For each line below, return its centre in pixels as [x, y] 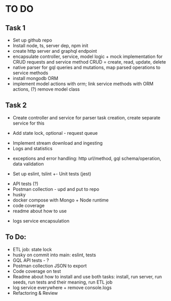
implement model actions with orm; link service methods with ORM [83, 84]
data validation [28, 164]
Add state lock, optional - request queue [55, 133]
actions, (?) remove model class [46, 89]
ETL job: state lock [32, 249]
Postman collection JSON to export [50, 266]
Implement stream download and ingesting [58, 143]
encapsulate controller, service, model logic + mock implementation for [88, 56]
